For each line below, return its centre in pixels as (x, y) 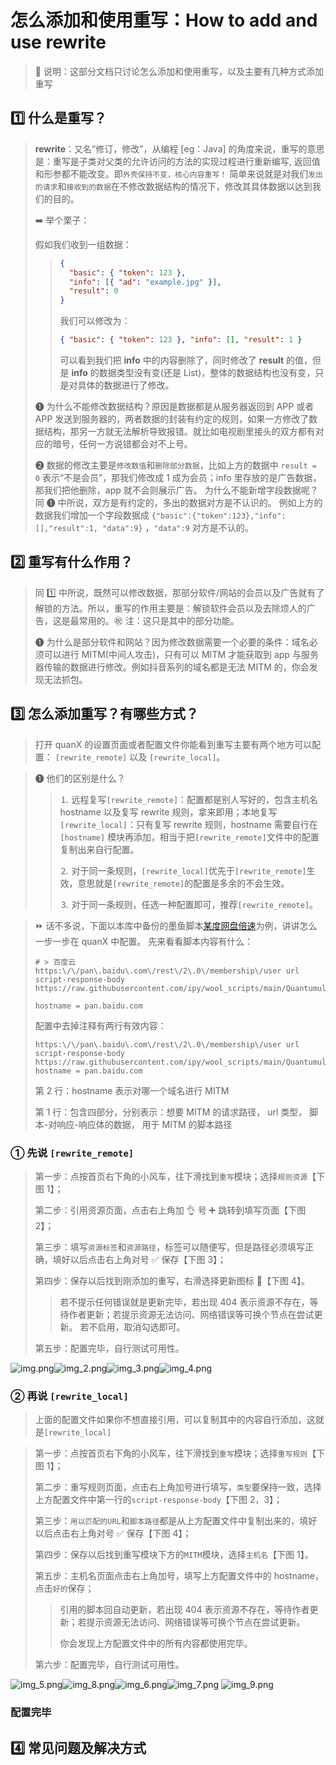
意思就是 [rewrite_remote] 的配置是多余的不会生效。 (183, 883)
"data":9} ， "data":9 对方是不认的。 (178, 527)
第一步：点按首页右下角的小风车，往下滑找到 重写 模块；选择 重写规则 (171, 1453)
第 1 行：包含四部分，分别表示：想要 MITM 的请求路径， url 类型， (171, 1112)
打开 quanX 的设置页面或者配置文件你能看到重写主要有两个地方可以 (173, 744)
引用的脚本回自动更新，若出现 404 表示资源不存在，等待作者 (184, 1610)
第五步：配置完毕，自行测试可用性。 (109, 1348)
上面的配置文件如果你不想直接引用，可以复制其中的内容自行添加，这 (175, 1420)
